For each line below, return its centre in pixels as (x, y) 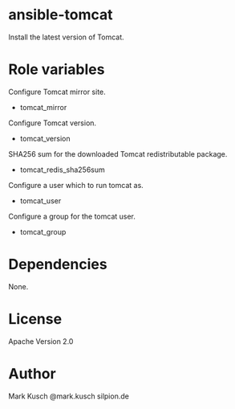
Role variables (57, 70)
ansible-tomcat (61, 15)
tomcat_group (43, 231)
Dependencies (58, 265)
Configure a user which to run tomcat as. (76, 185)
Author (32, 373)
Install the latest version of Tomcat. (66, 37)
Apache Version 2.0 (41, 341)
